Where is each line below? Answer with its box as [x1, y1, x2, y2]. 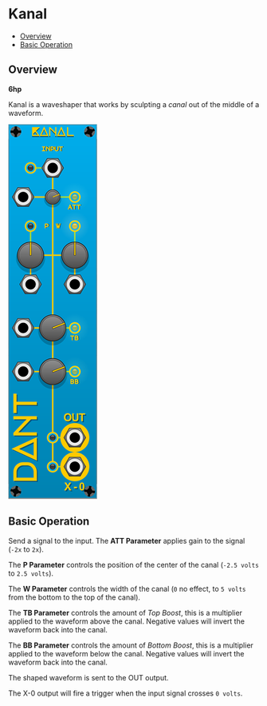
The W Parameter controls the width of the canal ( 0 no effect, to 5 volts [8, 584, 246, 593]
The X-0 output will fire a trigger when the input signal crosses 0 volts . [8, 688, 243, 698]
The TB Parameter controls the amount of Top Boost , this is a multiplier [8, 608, 243, 617]
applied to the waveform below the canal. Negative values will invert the [8, 648, 245, 658]
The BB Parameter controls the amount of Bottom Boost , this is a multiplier [8, 640, 253, 650]
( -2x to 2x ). [8, 544, 44, 554]
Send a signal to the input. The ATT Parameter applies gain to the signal [8, 536, 245, 545]
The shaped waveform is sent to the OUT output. [8, 672, 169, 682]
